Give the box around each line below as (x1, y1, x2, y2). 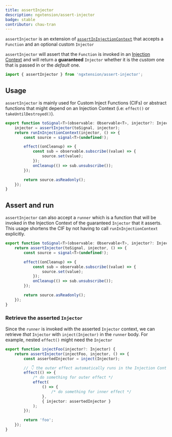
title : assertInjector (5, 7, 54, 13)
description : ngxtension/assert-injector (5, 12, 95, 17)
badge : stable (5, 17, 36, 22)
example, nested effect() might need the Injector (5, 337, 113, 343)
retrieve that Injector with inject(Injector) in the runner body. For (5, 331, 148, 337)
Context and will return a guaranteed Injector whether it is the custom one (5, 57, 165, 63)
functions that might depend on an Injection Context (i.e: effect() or (5, 105, 150, 111)
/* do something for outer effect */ (32, 375, 114, 380)
